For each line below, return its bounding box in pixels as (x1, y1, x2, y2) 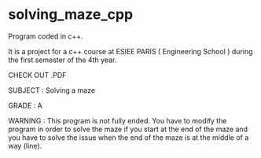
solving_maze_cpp (8, 6, 134, 24)
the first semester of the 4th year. (8, 55, 117, 64)
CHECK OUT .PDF (8, 70, 67, 79)
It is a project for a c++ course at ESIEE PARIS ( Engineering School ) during (8, 46, 253, 56)
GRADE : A (8, 101, 43, 110)
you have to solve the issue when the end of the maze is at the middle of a (8, 132, 249, 142)
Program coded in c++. (8, 31, 84, 41)
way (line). (8, 141, 42, 150)
